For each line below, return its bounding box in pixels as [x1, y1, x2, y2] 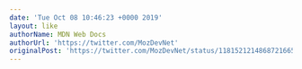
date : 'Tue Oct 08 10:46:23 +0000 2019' [9, 13, 164, 22]
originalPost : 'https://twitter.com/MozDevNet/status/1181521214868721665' [9, 47, 299, 56]
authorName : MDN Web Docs [9, 30, 106, 39]
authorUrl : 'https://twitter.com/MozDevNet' [9, 38, 179, 47]
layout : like [9, 22, 58, 30]
